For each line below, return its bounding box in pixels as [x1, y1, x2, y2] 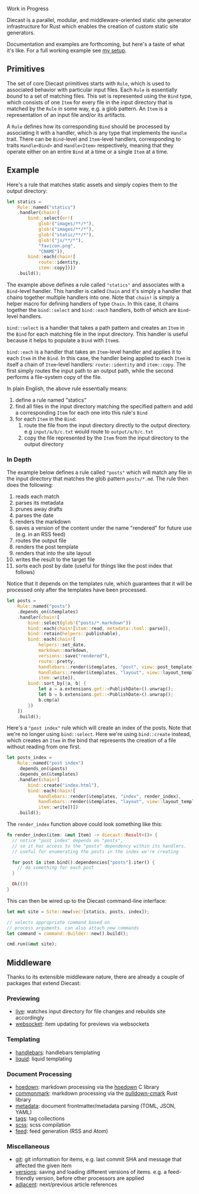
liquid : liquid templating [15, 1055, 73, 1062]
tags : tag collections [15, 1115, 65, 1122]
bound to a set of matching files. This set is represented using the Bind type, [6, 92, 193, 100]
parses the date [15, 512, 54, 519]
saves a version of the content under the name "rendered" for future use [15, 524, 193, 531]
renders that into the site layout [15, 550, 92, 557]
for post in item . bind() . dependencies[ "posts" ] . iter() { [12, 859, 155, 865]
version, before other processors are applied [35, 1174, 144, 1182]
